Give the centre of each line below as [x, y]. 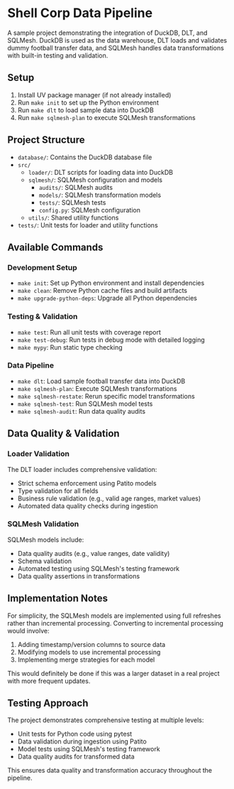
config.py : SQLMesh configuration [89, 210]
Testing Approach [48, 703]
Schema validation [45, 561]
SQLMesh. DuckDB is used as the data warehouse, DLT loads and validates [117, 40]
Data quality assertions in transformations [79, 576]
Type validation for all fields [58, 490]
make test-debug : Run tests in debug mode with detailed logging [111, 340]
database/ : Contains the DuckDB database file [85, 157]
